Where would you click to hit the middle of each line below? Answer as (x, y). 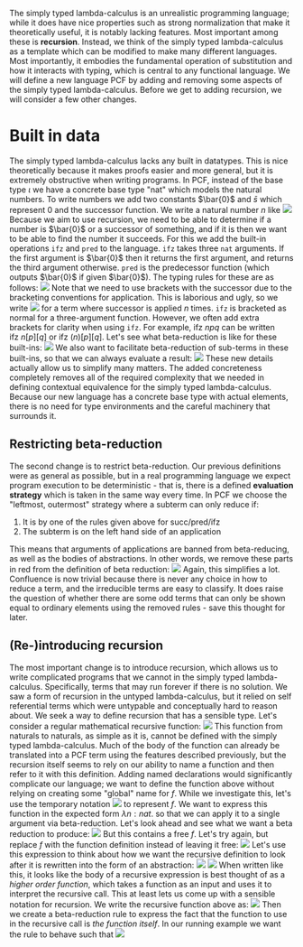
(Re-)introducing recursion (87, 646)
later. (19, 617)
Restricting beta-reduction (86, 445)
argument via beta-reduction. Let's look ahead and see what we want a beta (151, 823)
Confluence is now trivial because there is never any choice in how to (138, 579)
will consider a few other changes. (73, 99)
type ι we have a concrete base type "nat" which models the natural (136, 190)
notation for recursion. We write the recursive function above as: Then (145, 904)
